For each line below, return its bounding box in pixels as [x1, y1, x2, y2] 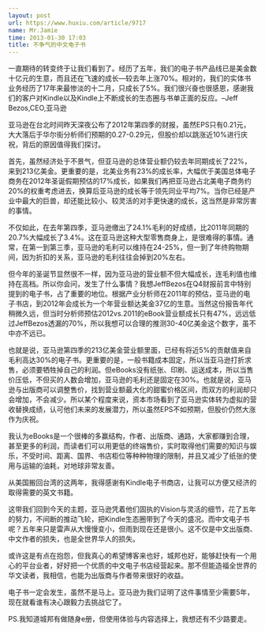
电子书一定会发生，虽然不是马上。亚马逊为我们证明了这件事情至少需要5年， [8, 588, 255, 597]
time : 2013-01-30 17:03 [8, 33, 87, 42]
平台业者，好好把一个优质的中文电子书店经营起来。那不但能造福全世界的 [21, 561, 257, 570]
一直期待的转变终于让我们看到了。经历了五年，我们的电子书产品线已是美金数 [8, 64, 257, 74]
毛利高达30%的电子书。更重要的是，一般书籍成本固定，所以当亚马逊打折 [8, 355, 245, 365]
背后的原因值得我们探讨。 [21, 140, 105, 149]
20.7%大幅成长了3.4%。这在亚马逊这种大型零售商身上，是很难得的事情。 [8, 232, 247, 242]
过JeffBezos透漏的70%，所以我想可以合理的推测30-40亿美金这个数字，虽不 [8, 319, 256, 328]
